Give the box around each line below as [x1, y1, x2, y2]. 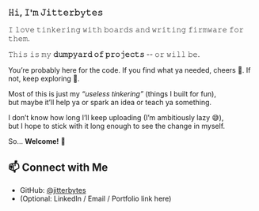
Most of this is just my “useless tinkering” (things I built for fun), [8, 89, 216, 99]
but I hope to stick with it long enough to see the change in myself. [8, 122, 226, 131]
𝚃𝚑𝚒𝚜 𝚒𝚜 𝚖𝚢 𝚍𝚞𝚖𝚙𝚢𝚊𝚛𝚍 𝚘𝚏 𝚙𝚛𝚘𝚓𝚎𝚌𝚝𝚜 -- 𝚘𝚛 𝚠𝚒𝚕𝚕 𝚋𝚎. [8, 50, 200, 59]
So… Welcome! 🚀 [8, 137, 66, 146]
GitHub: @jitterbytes [19, 186, 86, 195]
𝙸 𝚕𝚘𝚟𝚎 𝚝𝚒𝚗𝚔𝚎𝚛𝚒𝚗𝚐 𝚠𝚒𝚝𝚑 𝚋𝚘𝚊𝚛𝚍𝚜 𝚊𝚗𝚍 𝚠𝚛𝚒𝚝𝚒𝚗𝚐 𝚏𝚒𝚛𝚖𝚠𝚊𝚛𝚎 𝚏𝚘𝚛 [8, 25, 244, 35]
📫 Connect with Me [8, 160, 109, 174]
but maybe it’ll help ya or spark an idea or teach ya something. [8, 98, 212, 107]
